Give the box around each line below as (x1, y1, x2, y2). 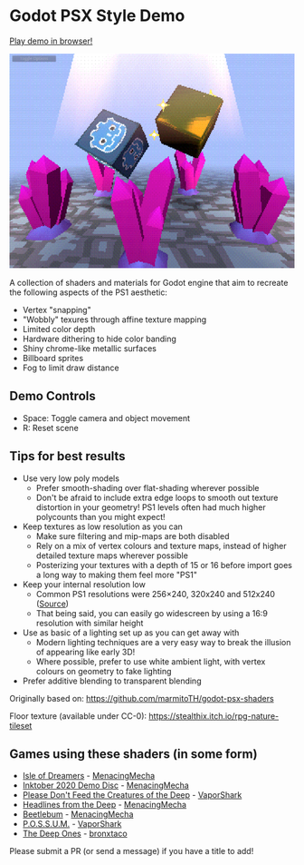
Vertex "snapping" (22, 304, 92, 315)
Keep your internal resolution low (22, 578, 147, 590)
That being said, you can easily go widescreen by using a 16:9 (35, 607, 269, 618)
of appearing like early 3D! (35, 646, 136, 657)
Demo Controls (9, 388, 97, 404)
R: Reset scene (22, 422, 79, 433)
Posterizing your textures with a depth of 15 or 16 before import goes (35, 559, 292, 570)
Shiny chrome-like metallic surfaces (22, 342, 157, 354)
